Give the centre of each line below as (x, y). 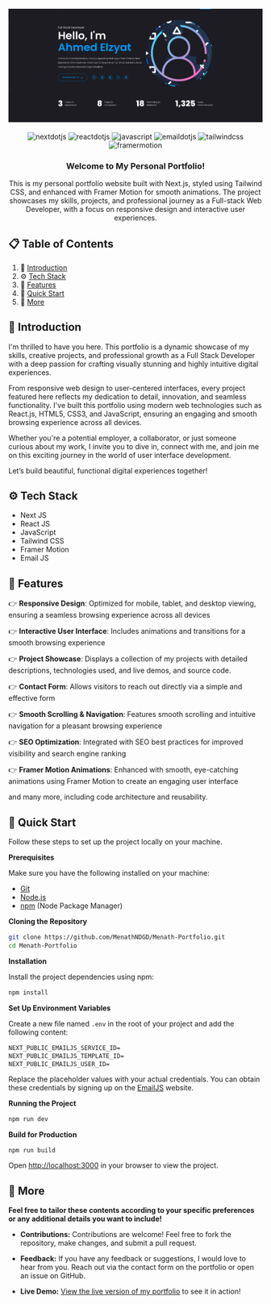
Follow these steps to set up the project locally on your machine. (116, 842)
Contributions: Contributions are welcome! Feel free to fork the (125, 1235)
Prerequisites (31, 857)
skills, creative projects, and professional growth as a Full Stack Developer (132, 355)
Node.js (33, 898)
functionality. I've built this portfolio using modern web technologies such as (135, 405)
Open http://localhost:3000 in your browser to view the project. (114, 1165)
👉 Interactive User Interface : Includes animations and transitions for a (127, 631)
